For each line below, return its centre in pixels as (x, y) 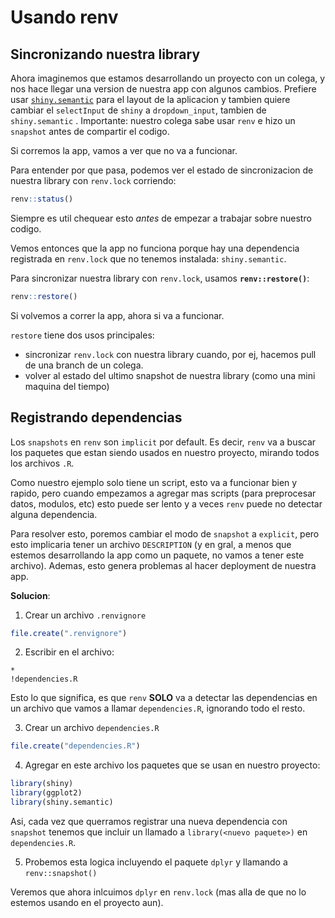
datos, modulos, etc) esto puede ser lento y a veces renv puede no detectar (166, 503)
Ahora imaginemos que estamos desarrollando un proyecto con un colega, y (168, 78)
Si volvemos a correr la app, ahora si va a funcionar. (117, 315)
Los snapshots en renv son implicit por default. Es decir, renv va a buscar (163, 442)
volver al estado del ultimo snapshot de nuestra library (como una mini (170, 375)
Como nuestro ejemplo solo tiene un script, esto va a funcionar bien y (154, 482)
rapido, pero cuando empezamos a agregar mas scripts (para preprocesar (163, 493)
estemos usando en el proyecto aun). (87, 902)
